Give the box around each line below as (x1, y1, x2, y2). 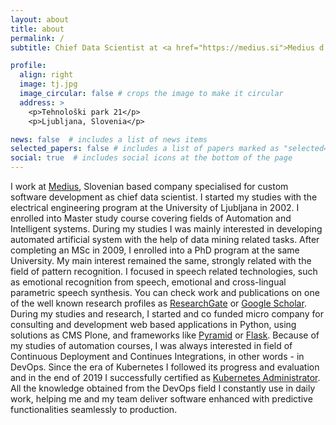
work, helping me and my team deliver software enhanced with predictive (10, 393, 313, 405)
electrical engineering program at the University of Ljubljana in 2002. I (10, 202, 300, 213)
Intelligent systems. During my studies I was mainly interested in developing (10, 223, 323, 235)
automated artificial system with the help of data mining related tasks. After (10, 234, 320, 245)
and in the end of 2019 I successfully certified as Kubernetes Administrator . (10, 372, 321, 383)
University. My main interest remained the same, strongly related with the (10, 255, 312, 266)
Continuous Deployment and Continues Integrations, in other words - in (10, 351, 305, 362)
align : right (19, 70, 74, 80)
